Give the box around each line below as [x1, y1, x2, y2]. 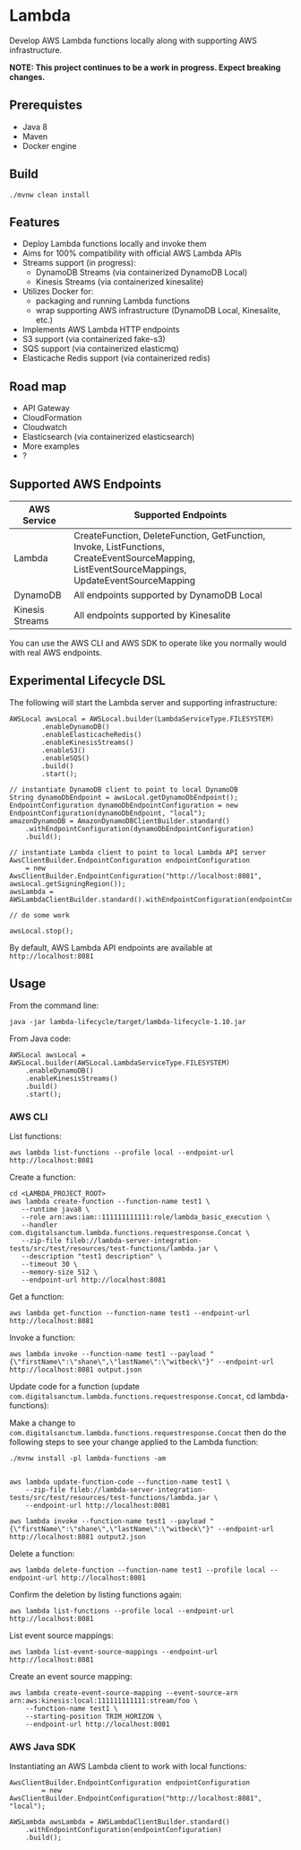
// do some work [9, 910, 70, 920]
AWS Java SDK [9, 1740, 76, 1753]
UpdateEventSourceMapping [73, 574, 195, 586]
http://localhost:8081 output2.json [9, 1532, 146, 1541]
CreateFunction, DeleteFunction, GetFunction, [73, 530, 266, 541]
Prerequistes [9, 98, 83, 113]
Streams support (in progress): [21, 258, 136, 268]
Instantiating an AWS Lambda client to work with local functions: [9, 1761, 247, 1772]
